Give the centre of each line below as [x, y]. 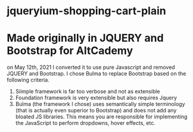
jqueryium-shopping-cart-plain [86, 11]
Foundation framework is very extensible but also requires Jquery [96, 98]
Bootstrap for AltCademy [70, 51]
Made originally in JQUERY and [85, 38]
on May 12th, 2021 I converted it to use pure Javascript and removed [91, 67]
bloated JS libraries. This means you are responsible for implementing [101, 117]
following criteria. [28, 80]
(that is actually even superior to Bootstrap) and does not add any [96, 111]
